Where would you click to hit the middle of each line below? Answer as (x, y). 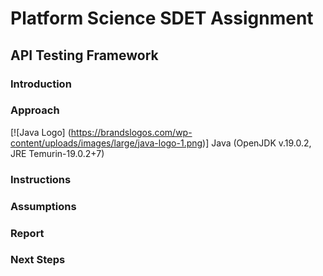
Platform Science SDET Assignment (162, 18)
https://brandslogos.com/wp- (131, 132)
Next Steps (38, 260)
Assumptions (43, 206)
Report (27, 233)
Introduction (41, 84)
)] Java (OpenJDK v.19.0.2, (257, 143)
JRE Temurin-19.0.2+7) (57, 153)
